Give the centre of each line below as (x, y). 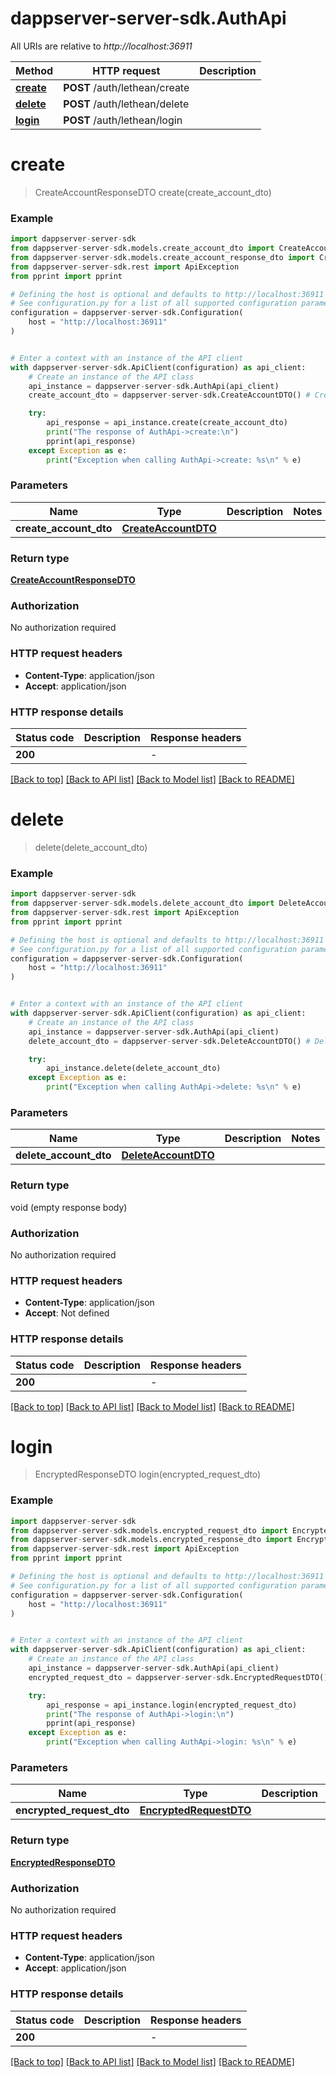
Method (34, 70)
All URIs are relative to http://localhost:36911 (101, 46)
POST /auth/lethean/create (126, 87)
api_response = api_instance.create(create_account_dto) (167, 423)
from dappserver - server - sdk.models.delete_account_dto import (142, 903)
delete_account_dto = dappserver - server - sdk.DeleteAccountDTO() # (169, 1041)
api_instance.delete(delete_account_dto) (134, 1068)
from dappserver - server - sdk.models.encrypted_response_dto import (151, 1540)
